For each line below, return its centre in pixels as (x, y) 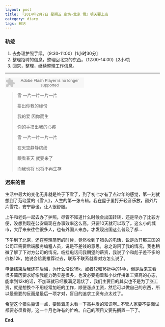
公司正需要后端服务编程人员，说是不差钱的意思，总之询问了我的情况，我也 (80, 246)
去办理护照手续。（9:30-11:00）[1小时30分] (55, 53)
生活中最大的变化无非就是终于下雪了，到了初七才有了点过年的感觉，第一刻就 (82, 194)
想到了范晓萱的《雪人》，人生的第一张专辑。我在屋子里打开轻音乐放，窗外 (79, 200)
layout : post (18, 10)
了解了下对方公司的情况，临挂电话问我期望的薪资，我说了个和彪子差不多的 (84, 252)
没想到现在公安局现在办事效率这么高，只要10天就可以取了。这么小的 (82, 223)
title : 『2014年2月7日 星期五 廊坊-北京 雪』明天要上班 (57, 14)
